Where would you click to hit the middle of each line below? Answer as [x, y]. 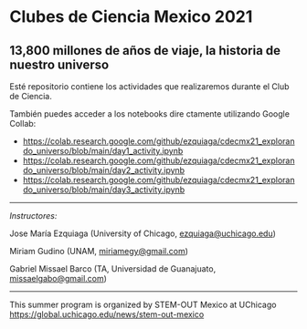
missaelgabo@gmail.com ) [58, 278]
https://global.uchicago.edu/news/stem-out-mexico [107, 314]
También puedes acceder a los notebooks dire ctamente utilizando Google [150, 114]
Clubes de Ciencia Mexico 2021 [131, 17]
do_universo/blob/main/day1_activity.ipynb [103, 151]
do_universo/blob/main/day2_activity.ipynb [104, 170]
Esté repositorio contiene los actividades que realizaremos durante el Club [149, 87]
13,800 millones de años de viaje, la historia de [145, 51]
